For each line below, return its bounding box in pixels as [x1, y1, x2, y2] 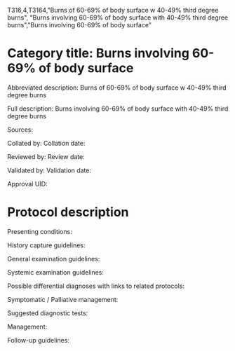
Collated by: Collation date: [7, 139, 86, 147]
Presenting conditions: [7, 227, 72, 235]
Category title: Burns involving [7, 46, 189, 62]
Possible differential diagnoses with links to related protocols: [7, 282, 184, 290]
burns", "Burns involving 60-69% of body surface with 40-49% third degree [7, 13, 229, 22]
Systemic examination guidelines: [7, 268, 104, 276]
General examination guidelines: [7, 254, 100, 263]
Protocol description [7, 205, 129, 220]
